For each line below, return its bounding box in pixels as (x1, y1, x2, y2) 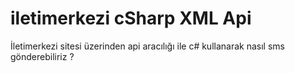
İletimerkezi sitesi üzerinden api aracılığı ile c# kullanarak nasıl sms (10, 40, 285, 52)
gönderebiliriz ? (10, 50, 75, 62)
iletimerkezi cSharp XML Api (10, 7, 252, 30)
